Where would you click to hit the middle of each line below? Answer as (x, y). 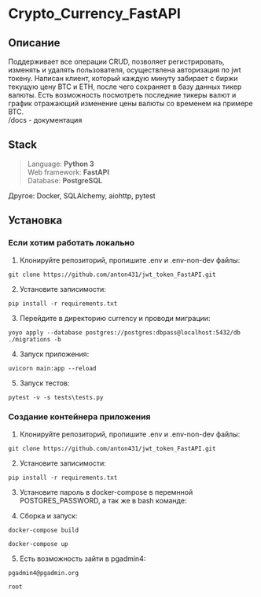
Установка (35, 221)
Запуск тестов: (44, 383)
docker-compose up (38, 544)
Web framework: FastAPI (68, 172)
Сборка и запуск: (48, 515)
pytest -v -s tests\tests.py (56, 397)
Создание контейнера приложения (79, 417)
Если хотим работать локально (72, 243)
